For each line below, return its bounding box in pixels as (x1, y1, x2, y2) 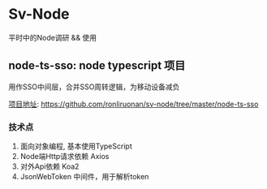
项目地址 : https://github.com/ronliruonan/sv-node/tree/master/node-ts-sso (8, 99, 259, 109)
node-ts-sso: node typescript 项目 (8, 58, 186, 73)
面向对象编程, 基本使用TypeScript (19, 141, 132, 151)
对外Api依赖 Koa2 (19, 161, 80, 171)
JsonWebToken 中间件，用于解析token (19, 172, 149, 182)
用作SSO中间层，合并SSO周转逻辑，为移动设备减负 (8, 82, 180, 92)
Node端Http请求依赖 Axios (19, 152, 110, 161)
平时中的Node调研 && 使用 (8, 32, 97, 42)
